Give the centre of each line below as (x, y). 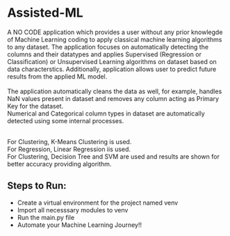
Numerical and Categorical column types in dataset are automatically (106, 113)
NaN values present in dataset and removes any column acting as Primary (113, 98)
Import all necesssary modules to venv (73, 210)
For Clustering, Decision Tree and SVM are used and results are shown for (114, 156)
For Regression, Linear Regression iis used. (69, 149)
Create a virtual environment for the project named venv (98, 203)
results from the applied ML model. (57, 76)
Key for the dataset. (35, 106)
